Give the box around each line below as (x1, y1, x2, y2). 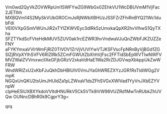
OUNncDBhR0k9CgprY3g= (13, 94, 69, 100)
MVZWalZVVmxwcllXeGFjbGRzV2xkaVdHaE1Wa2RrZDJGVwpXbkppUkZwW (5, 57, 161, 62)
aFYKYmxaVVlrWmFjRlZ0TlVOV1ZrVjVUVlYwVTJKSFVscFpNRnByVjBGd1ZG (5, 47, 161, 52)
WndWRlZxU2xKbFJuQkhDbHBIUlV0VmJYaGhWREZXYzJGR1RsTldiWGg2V (5, 67, 160, 73)
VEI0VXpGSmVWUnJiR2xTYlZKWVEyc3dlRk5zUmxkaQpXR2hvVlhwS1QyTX (5, 25, 161, 31)
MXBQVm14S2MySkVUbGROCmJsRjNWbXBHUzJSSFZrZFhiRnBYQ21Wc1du (5, 15, 162, 20)
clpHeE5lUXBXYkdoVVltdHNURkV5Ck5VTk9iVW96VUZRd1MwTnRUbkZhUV (5, 89, 162, 94)
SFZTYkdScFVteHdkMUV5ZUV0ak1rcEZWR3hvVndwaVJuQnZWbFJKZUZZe (5, 36, 162, 42)
